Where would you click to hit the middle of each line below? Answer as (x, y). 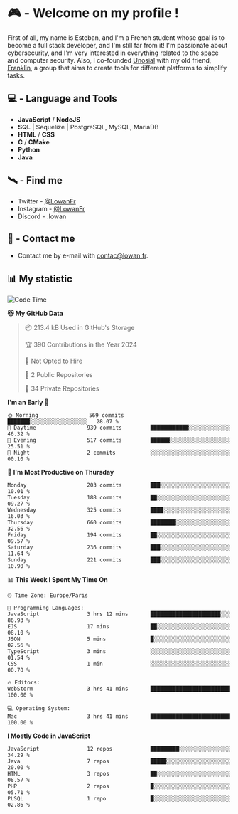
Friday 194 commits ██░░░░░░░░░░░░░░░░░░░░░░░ (119, 535)
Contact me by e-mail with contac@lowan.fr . (83, 255)
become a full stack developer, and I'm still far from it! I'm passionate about (118, 45)
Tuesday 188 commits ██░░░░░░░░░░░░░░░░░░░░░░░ (119, 498)
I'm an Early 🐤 (28, 403)
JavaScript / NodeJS (49, 119)
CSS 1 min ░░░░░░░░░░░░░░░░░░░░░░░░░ (119, 664)
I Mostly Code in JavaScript (49, 736)
